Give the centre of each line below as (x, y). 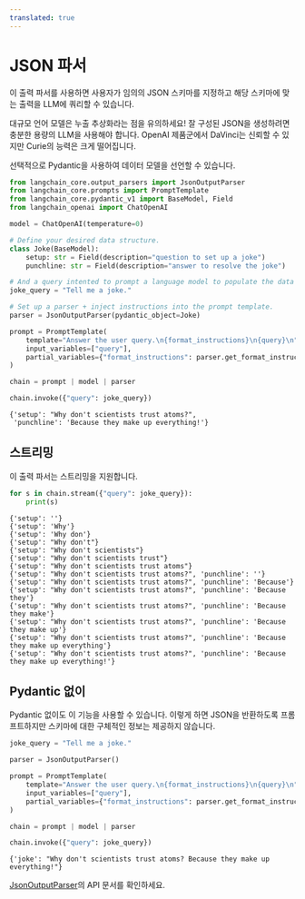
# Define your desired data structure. (85, 240)
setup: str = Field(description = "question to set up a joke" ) (146, 257)
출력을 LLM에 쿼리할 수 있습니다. (76, 104)
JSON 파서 (48, 65)
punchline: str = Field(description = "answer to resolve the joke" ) (156, 266)
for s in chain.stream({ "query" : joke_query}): (101, 493)
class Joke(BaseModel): (54, 249)
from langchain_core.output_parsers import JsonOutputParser (128, 183)
